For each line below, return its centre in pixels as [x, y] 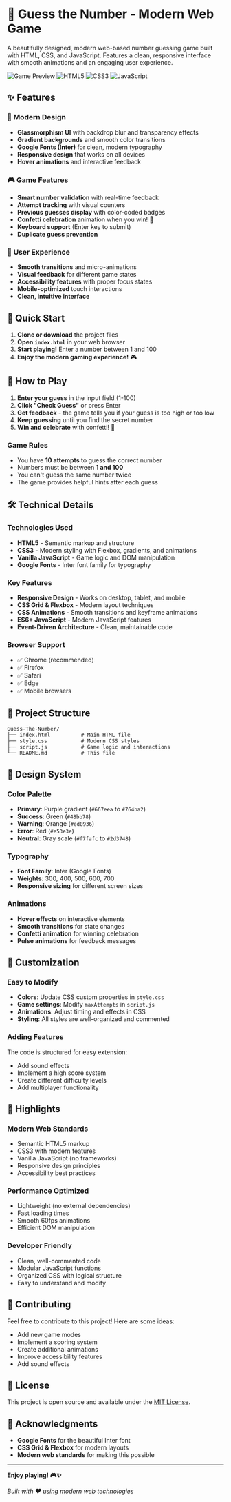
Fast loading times [43, 1213]
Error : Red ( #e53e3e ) [45, 831]
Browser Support [36, 645]
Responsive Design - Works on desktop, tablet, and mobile [101, 598]
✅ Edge [28, 683]
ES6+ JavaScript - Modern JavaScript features [84, 620]
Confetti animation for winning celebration [78, 933]
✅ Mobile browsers [44, 691]
